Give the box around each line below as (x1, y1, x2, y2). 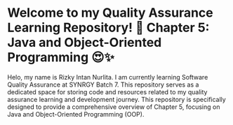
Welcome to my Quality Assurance (7, 5, 213, 21)
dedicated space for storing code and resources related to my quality (7, 87, 208, 96)
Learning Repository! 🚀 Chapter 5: (7, 20, 210, 36)
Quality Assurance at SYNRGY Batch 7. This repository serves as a (7, 80, 199, 89)
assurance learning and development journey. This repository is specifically (7, 95, 226, 103)
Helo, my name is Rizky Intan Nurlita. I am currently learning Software (7, 73, 208, 81)
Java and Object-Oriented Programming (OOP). (7, 110, 145, 118)
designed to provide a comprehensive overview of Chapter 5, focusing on (7, 103, 220, 111)
